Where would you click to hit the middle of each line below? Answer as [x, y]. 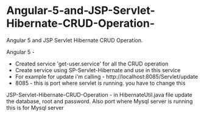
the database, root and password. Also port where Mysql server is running [100, 101]
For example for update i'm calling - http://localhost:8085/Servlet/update [107, 76]
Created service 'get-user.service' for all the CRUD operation [92, 64]
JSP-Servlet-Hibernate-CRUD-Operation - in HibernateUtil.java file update [100, 95]
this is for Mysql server [35, 107]
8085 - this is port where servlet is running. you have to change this [100, 83]
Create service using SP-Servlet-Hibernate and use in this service [98, 70]
